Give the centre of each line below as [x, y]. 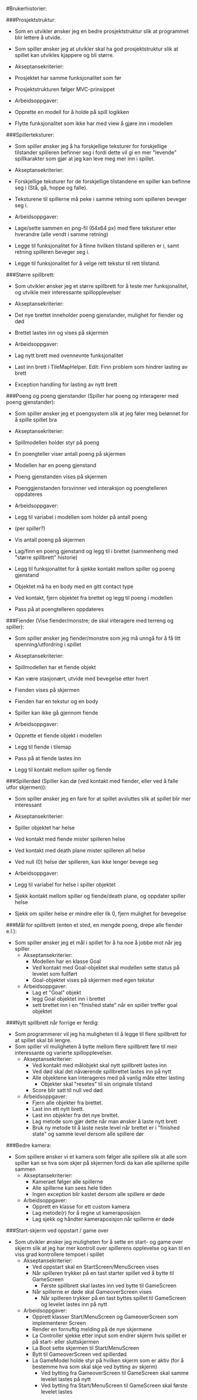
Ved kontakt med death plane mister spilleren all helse [80, 850]
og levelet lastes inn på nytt [74, 1304]
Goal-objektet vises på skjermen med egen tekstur [93, 980]
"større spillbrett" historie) [46, 557]
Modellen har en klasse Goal [67, 961]
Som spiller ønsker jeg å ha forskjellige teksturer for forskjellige [91, 146]
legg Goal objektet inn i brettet [69, 999]
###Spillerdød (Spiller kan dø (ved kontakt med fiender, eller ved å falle [92, 781]
